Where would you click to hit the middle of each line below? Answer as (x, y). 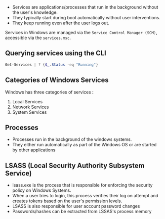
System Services (29, 112)
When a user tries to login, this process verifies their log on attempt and (85, 196)
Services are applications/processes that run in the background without (85, 7)
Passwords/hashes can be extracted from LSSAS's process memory (82, 212)
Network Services (31, 107)
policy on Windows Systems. (42, 190)
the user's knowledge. (35, 12)
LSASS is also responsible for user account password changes (76, 206)
